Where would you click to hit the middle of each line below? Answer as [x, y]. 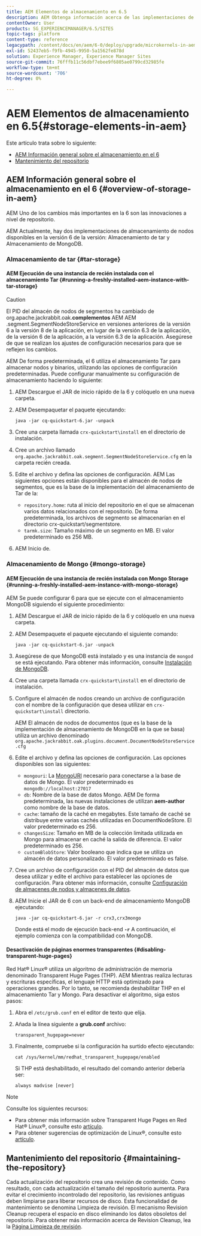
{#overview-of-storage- [145, 189]
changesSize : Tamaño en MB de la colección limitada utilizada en [103, 833]
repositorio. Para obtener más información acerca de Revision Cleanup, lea [99, 1220]
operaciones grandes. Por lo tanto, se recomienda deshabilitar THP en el [96, 988]
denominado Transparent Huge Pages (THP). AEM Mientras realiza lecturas [99, 976]
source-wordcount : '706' [37, 73]
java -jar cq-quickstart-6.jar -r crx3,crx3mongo [78, 918]
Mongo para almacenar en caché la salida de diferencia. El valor [103, 840]
